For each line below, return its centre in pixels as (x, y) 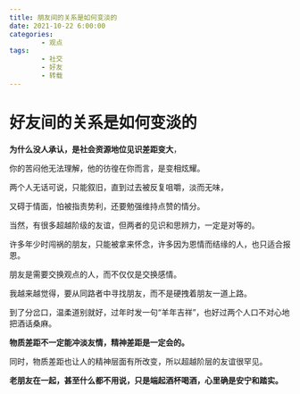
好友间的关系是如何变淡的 (104, 122)
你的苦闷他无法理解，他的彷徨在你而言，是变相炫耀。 (107, 168)
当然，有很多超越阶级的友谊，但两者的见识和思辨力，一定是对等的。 (134, 225)
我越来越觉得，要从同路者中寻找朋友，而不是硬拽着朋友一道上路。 (130, 293)
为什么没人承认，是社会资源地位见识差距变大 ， (95, 149)
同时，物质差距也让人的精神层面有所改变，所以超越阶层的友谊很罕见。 (138, 361)
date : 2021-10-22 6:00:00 (57, 26)
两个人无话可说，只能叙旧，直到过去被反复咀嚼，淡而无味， (119, 187)
